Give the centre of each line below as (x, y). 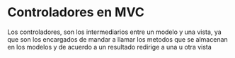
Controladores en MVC (76, 12)
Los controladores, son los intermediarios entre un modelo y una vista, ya (114, 32)
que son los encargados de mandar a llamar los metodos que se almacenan (117, 39)
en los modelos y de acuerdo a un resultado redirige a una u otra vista (110, 47)
